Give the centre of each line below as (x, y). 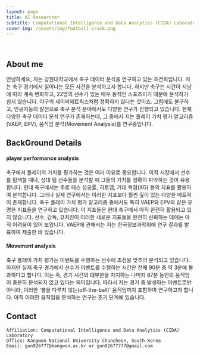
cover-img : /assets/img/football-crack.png (61, 28)
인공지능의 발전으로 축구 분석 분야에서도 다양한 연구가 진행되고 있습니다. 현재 (103, 109)
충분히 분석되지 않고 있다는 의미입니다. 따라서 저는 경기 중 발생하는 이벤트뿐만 (102, 282)
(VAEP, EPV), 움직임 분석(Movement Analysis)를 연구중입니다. (80, 124)
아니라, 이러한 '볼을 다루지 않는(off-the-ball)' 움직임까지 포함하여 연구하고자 (94, 289)
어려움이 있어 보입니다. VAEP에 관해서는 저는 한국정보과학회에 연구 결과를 (98, 224)
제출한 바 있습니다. (43, 232)
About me (25, 64)
